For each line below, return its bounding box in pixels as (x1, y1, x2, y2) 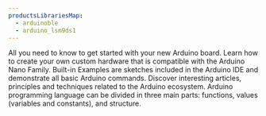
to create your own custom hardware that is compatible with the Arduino (8, 56, 245, 66)
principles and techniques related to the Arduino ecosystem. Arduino (8, 82, 233, 91)
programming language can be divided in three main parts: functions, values (8, 91, 258, 100)
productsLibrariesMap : (8, 11, 83, 20)
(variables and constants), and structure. (8, 99, 141, 108)
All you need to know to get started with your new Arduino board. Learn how (8, 48, 258, 58)
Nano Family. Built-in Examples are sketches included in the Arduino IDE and (8, 65, 259, 75)
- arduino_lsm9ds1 (15, 26, 77, 34)
